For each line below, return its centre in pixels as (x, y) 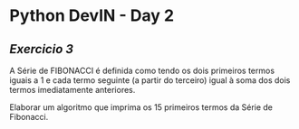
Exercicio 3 (42, 49)
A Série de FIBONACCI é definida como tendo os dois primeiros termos (142, 70)
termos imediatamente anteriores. (72, 90)
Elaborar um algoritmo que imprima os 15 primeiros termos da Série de (141, 107)
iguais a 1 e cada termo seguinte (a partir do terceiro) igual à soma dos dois (150, 80)
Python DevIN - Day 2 (92, 16)
